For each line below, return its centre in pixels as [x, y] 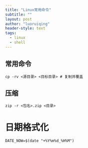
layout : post [19, 19]
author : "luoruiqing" [28, 24]
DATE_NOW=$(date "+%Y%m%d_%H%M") [40, 141]
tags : [11, 33]
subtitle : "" [19, 14]
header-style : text [25, 28]
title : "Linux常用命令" [28, 10]
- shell [18, 42]
